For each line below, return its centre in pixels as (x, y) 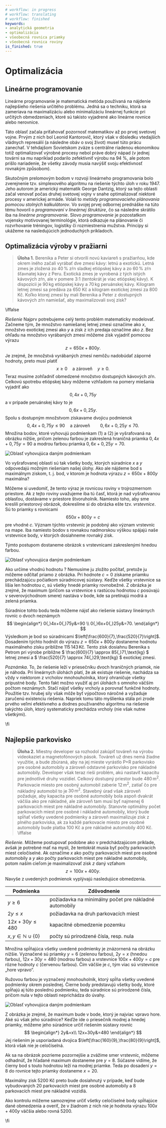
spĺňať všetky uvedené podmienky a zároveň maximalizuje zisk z (83, 817)
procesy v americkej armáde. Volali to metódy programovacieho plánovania (82, 199)
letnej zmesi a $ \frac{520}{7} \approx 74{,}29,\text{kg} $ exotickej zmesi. (81, 658)
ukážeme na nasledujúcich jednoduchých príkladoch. (59, 231)
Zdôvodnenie (104, 891)
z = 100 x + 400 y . (83, 871)
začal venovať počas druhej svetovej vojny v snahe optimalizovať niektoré (80, 194)
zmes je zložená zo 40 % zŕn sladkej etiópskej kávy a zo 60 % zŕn (84, 269)
